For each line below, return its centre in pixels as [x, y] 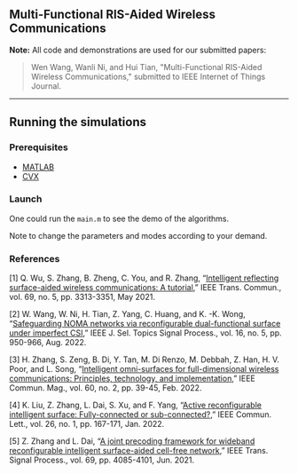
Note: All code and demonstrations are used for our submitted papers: [138, 50]
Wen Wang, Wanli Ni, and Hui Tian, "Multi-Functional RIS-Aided [146, 67]
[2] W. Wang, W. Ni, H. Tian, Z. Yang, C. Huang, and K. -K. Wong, [127, 314]
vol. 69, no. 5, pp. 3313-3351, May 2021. [82, 297]
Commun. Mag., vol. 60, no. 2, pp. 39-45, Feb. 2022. [106, 388]
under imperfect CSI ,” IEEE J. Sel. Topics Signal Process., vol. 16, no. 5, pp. [145, 333]
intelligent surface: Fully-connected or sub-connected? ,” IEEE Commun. [141, 415]
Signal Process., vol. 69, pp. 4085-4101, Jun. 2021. [102, 460]
